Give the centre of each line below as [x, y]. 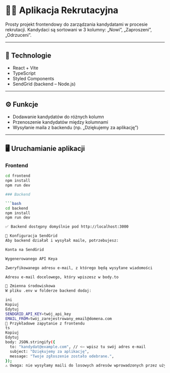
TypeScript [24, 73]
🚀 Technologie [28, 56]
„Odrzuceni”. [18, 35]
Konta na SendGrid [25, 249]
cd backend [17, 208]
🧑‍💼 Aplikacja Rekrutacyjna [62, 10]
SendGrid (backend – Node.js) [44, 84]
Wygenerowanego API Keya [31, 259]
